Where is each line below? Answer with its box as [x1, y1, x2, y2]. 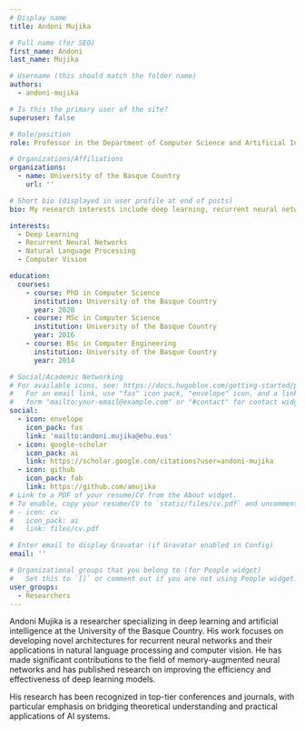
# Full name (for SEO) [9, 38, 95, 47]
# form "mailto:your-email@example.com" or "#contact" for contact [9, 397, 279, 407]
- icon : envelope [17, 415, 84, 424]
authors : [9, 80, 43, 89]
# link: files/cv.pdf [9, 525, 100, 534]
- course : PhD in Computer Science [25, 288, 161, 297]
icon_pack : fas [25, 423, 84, 432]
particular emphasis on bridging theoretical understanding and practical [9, 701, 279, 712]
